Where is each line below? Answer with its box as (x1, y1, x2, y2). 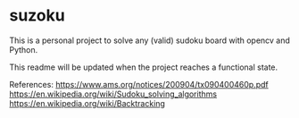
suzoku (9, 5, 65, 26)
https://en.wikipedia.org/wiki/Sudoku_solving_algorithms (9, 88, 217, 99)
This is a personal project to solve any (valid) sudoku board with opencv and (9, 35, 290, 46)
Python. (9, 44, 38, 55)
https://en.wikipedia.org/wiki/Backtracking (9, 97, 165, 108)
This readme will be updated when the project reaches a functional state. (9, 62, 278, 72)
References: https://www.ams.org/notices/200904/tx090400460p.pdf (9, 79, 270, 89)
